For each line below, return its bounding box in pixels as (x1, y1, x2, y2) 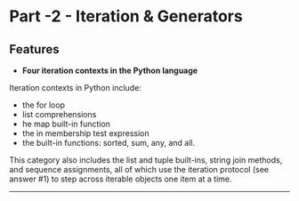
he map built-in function (21, 118, 111, 129)
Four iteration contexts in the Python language (21, 65, 198, 76)
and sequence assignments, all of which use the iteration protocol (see (9, 165, 270, 174)
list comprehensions (21, 109, 97, 119)
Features (9, 42, 60, 57)
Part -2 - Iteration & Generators (9, 6, 243, 27)
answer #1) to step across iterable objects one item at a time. (9, 173, 233, 184)
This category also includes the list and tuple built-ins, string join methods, (9, 155, 283, 165)
